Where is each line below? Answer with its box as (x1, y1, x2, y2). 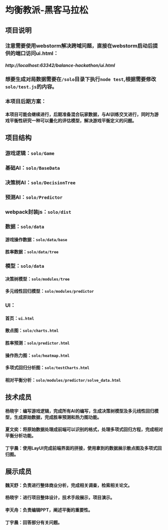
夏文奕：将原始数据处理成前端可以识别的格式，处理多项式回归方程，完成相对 (5, 427, 163, 433)
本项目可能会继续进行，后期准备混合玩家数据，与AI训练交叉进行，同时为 (5, 111, 154, 117)
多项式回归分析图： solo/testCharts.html (5, 365, 90, 371)
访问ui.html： (25, 49, 59, 56)
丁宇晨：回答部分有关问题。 (5, 519, 62, 525)
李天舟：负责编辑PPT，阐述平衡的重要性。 (5, 507, 93, 513)
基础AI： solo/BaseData (5, 164, 60, 171)
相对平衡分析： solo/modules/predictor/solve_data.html (5, 377, 121, 383)
